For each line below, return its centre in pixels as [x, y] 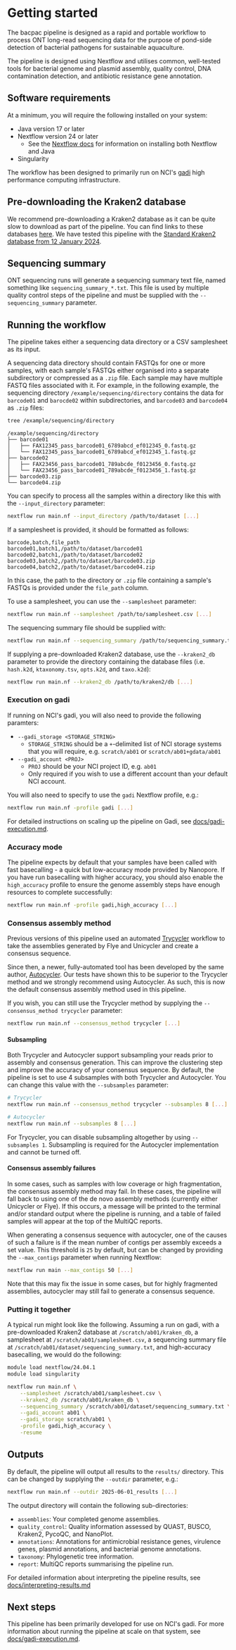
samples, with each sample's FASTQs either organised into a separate [108, 370]
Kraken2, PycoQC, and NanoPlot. [65, 1534]
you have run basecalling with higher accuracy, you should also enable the [115, 877]
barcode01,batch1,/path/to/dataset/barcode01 [75, 548]
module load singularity [44, 1374]
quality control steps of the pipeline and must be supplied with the [103, 295]
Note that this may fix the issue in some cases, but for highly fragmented [112, 1283]
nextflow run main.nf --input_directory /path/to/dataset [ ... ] [103, 516]
